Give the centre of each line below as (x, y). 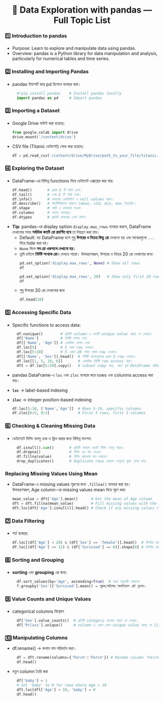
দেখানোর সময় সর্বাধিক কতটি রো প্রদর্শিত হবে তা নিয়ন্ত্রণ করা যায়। (56, 232)
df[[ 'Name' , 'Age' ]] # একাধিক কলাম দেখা (53, 343)
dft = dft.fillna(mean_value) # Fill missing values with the (84, 504)
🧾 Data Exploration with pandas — (82, 10)
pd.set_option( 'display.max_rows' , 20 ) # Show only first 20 (85, 277)
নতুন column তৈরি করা (30, 671)
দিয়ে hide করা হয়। (34, 243)
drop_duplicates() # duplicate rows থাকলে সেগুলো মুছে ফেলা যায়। (82, 461)
